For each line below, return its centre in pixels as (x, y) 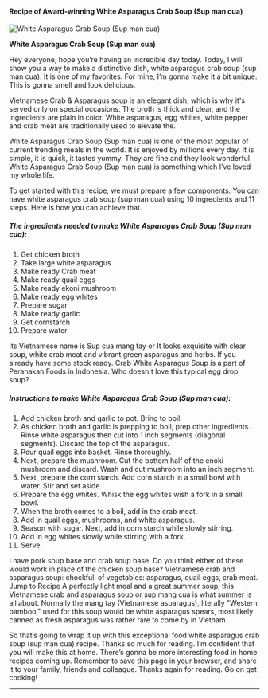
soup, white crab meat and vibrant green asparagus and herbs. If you (123, 355)
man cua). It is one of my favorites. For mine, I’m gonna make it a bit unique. (133, 76)
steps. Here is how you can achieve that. (76, 208)
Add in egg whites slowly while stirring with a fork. (103, 537)
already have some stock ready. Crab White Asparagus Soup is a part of (127, 363)
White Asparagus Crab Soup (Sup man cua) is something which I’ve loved (130, 167)
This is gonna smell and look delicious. (72, 85)
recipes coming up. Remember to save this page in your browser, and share (133, 661)
